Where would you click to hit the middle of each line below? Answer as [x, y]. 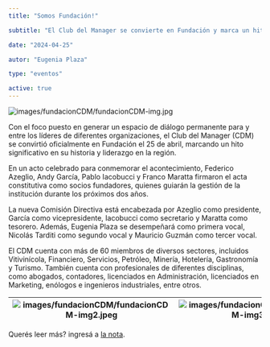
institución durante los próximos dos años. [78, 194]
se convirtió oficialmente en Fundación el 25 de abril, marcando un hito [126, 144]
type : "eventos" [35, 74]
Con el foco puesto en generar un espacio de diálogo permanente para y [129, 127]
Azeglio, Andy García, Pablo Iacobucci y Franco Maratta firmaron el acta [128, 177]
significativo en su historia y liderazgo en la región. [92, 153]
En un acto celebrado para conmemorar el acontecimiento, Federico [121, 168]
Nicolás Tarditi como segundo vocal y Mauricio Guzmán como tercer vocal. [133, 235]
